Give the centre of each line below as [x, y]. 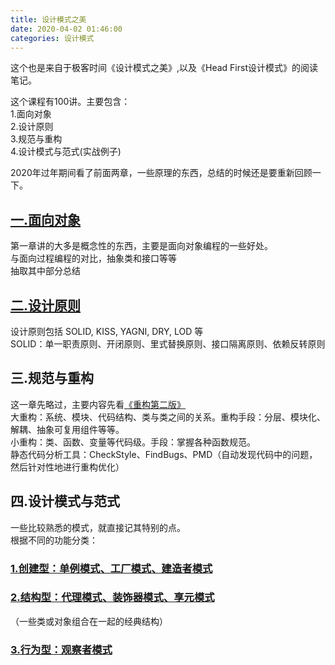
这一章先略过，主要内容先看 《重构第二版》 [98, 404]
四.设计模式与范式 [65, 501]
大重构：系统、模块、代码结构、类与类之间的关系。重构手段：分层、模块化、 [168, 417]
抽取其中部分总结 [45, 271]
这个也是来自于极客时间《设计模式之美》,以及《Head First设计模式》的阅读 [164, 68]
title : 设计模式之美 [48, 19]
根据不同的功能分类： [54, 540]
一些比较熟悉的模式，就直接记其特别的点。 [98, 527]
